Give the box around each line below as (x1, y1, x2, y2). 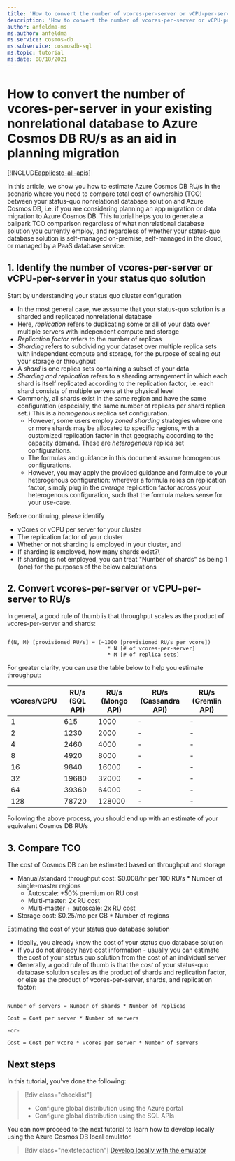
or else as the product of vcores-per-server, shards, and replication (17, 976, 212, 984)
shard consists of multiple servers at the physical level (17, 386, 174, 395)
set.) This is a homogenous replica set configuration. (17, 408, 170, 417)
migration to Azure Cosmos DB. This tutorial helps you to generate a (7, 211, 204, 220)
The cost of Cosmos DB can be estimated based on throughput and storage (7, 861, 226, 869)
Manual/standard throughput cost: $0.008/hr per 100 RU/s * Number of (17, 874, 223, 883)
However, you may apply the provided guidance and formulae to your (27, 468, 228, 476)
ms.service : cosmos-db (7, 36, 73, 43)
